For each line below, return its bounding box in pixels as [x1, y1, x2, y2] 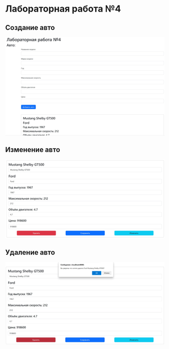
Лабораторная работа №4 [5, 3, 121, 15]
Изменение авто [5, 146, 61, 154]
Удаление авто [5, 248, 55, 257]
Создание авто [5, 23, 55, 32]
